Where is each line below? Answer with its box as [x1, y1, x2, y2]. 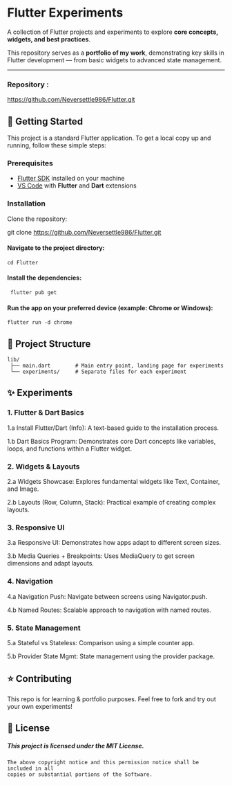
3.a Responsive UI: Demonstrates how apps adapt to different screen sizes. [7, 539, 222, 547]
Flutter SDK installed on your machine [17, 174, 125, 183]
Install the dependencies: [7, 273, 82, 282]
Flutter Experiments [7, 5, 124, 21]
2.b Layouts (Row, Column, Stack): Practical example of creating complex [7, 498, 216, 507]
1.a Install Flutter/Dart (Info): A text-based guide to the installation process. [7, 424, 220, 432]
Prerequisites [7, 158, 53, 168]
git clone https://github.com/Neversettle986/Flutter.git [7, 228, 162, 236]
